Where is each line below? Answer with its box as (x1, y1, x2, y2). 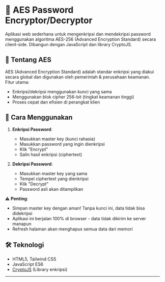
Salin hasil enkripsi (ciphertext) (19, 152, 82, 157)
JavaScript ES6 (12, 261, 44, 267)
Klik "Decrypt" (19, 181, 49, 187)
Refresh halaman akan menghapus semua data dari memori (12, 226, 133, 232)
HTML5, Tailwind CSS (12, 256, 56, 262)
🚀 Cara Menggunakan (5, 113, 73, 122)
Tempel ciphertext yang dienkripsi (19, 176, 89, 181)
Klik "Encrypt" (19, 146, 48, 152)
